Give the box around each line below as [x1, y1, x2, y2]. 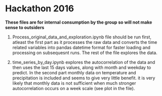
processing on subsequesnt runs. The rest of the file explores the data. [12, 50, 158, 56]
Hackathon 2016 [5, 3, 74, 14]
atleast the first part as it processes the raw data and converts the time [12, 39, 158, 45]
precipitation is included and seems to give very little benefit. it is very [12, 75, 156, 81]
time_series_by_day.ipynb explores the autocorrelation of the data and [12, 59, 155, 65]
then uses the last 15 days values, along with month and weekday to [12, 64, 151, 70]
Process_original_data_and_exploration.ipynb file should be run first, [12, 34, 152, 40]
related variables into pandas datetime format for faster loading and [12, 44, 151, 50]
